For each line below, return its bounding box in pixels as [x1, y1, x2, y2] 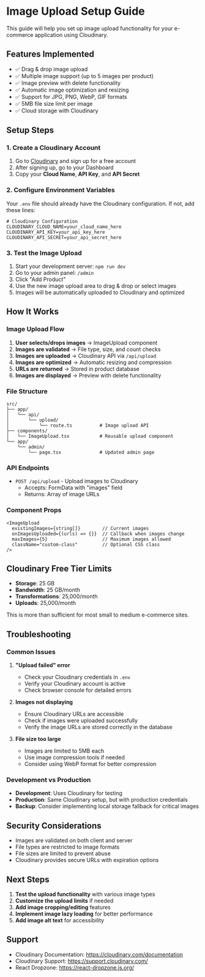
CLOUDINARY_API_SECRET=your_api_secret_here [6, 234, 122, 240]
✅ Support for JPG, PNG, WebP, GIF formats [15, 93, 127, 100]
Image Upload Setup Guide [6, 4, 145, 18]
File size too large [15, 735, 61, 743]
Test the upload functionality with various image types [15, 890, 155, 898]
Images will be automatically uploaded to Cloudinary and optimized [15, 289, 185, 296]
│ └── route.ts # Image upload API [6, 422, 149, 429]
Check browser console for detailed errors [24, 687, 132, 694]
